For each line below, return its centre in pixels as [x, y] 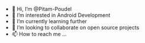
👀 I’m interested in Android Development [61, 15]
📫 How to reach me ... [39, 34]
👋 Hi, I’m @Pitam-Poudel [42, 9]
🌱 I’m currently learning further [49, 21]
